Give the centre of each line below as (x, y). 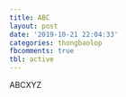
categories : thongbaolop (56, 43)
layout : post (34, 26)
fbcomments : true (42, 51)
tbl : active (31, 59)
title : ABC (30, 18)
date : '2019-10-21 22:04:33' (64, 34)
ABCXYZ (26, 85)
